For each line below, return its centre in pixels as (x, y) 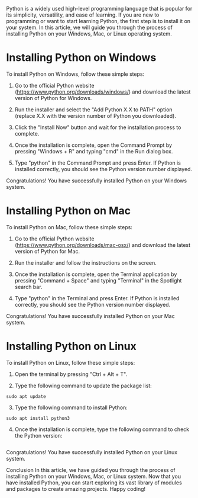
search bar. (28, 287)
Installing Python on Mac (69, 211)
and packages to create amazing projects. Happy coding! (76, 489)
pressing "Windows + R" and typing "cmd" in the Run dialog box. (94, 151)
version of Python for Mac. (47, 251)
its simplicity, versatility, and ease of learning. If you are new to (83, 15)
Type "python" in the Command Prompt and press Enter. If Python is (98, 163)
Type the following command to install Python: (71, 407)
